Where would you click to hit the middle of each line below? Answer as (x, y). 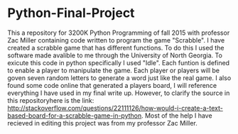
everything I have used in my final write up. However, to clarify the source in (119, 93)
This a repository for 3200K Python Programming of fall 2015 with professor (119, 33)
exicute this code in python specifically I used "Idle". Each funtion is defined (118, 62)
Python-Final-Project (71, 13)
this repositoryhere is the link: (51, 100)
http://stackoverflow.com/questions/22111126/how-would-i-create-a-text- (115, 108)
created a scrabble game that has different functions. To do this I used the (116, 48)
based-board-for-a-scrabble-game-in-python (75, 116)
